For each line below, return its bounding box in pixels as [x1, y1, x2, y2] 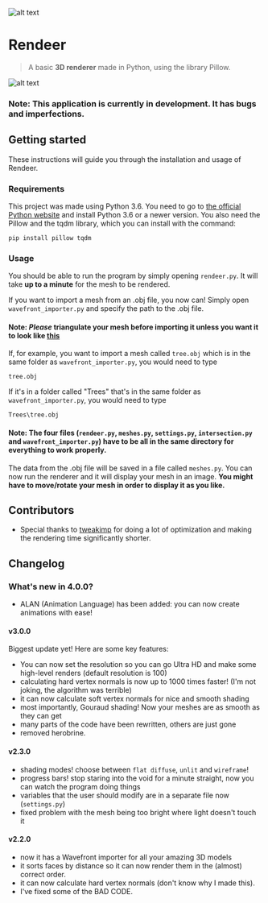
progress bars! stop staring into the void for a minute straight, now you [19, 773, 254, 783]
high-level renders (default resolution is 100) [19, 669, 167, 678]
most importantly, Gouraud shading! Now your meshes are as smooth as [19, 702, 260, 712]
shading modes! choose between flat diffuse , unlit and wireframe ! [19, 764, 249, 774]
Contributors [8, 503, 75, 517]
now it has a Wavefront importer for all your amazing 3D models [19, 852, 232, 862]
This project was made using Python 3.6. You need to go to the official [8, 201, 241, 211]
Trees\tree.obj [8, 411, 60, 419]
